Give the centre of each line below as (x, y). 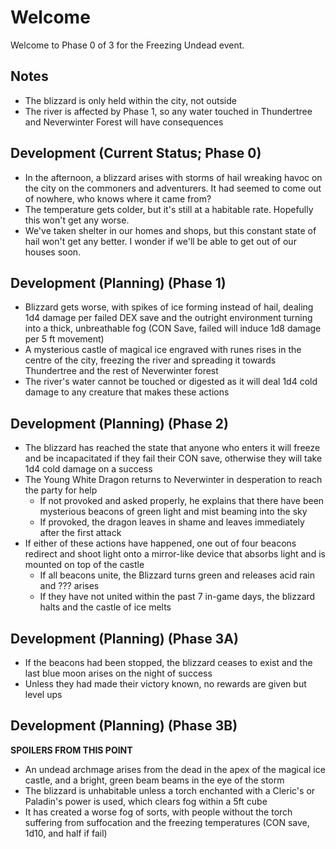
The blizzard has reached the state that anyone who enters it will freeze (172, 448)
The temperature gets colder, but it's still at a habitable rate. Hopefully (169, 209)
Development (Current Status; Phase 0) (136, 153)
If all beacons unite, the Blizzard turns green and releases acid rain (177, 575)
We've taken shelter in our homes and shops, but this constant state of (170, 230)
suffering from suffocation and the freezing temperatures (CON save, (167, 822)
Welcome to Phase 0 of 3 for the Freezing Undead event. (127, 45)
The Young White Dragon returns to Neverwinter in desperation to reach (173, 480)
